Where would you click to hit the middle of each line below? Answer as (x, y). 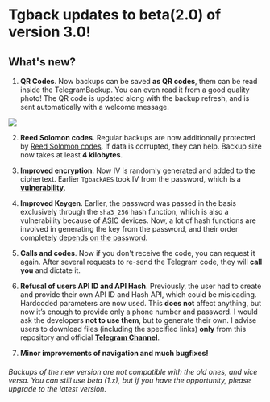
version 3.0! (50, 32)
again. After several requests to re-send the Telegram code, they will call (141, 262)
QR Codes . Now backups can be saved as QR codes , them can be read (139, 81)
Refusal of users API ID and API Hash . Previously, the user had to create (141, 286)
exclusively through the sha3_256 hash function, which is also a (124, 212)
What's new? (42, 62)
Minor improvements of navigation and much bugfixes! (114, 353)
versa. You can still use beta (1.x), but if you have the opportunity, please (130, 380)
